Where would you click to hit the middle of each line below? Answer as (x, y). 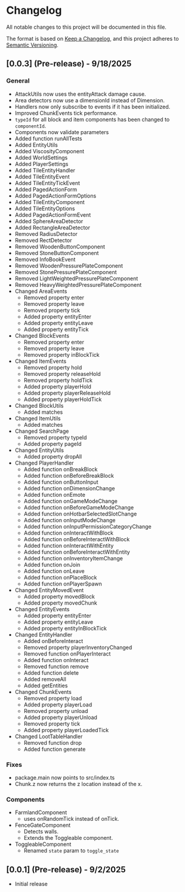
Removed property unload (56, 711)
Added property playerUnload (60, 717)
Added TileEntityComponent (50, 202)
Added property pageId (53, 444)
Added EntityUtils (36, 145)
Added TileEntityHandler (45, 170)
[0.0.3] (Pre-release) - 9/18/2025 (69, 64)
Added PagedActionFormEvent (53, 215)
